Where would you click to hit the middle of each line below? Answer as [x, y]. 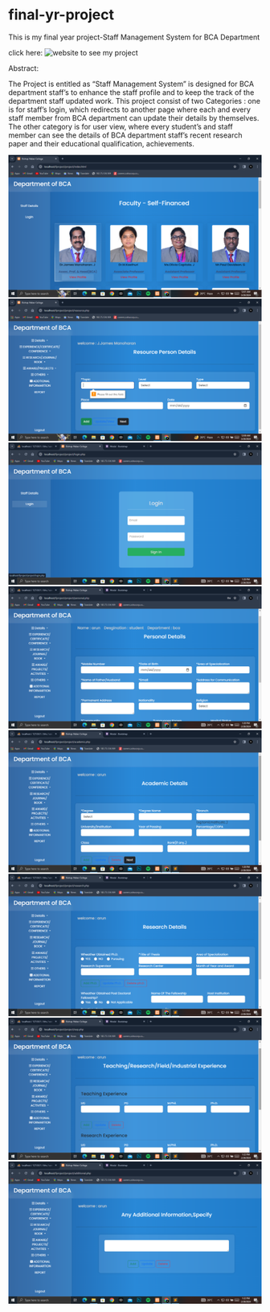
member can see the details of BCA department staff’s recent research [125, 135]
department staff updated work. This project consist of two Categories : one [135, 101]
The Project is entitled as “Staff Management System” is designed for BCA [131, 84]
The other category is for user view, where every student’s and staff [121, 126]
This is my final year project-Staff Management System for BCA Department [134, 37]
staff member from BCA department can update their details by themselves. [134, 117]
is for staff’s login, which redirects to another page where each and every [130, 109]
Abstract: [23, 68]
